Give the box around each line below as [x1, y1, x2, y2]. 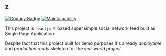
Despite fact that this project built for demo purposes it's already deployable [5, 40, 162, 46]
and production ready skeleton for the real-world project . [5, 45, 122, 51]
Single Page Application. [5, 30, 56, 36]
